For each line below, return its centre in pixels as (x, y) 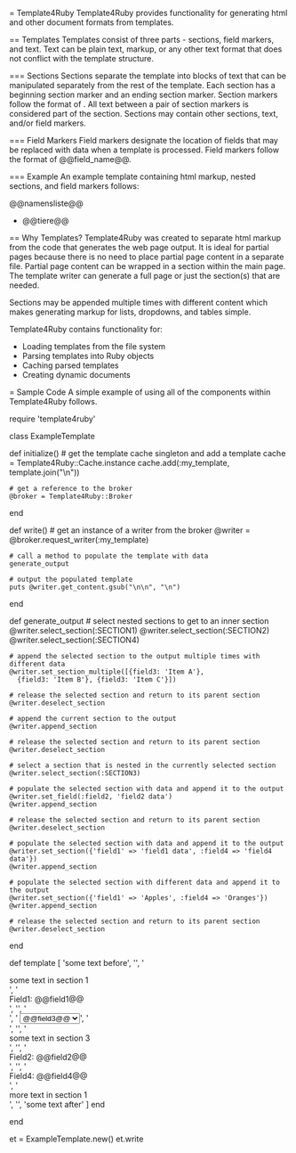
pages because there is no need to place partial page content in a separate (147, 257)
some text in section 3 (50, 1038)
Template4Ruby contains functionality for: (86, 329)
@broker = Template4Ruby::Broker (71, 496)
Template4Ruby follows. (53, 401)
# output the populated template (71, 579)
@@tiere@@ (45, 221)
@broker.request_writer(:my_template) (79, 540)
